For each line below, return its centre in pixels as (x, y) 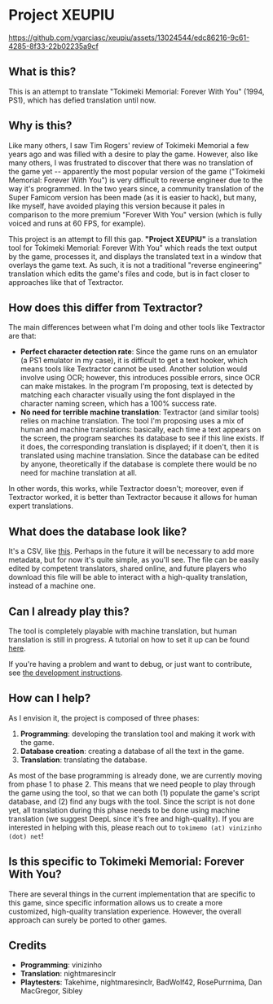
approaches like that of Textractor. (66, 282)
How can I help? (50, 698)
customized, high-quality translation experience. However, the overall (125, 911)
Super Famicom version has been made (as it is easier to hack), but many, (132, 197)
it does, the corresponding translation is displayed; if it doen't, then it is (139, 447)
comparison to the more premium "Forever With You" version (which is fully (135, 214)
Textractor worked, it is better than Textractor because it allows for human (133, 498)
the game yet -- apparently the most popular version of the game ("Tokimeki (137, 171)
